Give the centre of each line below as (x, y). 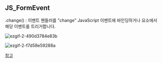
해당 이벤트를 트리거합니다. (30, 26)
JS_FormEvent (27, 8)
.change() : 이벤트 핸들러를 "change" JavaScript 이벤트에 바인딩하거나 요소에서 (81, 20)
